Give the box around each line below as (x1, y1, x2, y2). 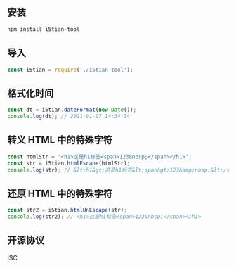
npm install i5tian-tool (7, 25, 80, 33)
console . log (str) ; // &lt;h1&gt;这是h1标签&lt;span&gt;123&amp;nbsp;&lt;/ (7, 166, 227, 174)
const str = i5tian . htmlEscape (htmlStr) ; (7, 160, 131, 167)
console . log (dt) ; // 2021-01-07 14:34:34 (7, 113, 131, 120)
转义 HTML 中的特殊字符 (7, 134, 113, 146)
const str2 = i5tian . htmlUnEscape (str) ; (7, 207, 128, 214)
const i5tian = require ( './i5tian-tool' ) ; (7, 66, 133, 73)
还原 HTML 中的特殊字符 (7, 187, 113, 199)
